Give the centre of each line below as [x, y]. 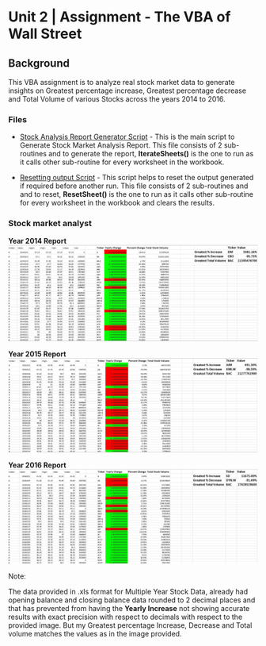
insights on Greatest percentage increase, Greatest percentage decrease [127, 90]
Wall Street [45, 34]
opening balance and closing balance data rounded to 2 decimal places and [132, 600]
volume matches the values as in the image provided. [95, 634]
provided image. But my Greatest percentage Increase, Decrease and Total [130, 625]
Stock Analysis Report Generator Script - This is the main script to [127, 137]
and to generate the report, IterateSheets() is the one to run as [151, 154]
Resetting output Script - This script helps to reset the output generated [137, 178]
